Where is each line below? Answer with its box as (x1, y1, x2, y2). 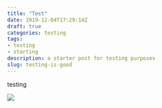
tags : (7, 36, 23, 43)
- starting (7, 49, 39, 56)
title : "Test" (7, 10, 48, 17)
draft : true (7, 23, 41, 30)
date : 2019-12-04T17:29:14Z (7, 17, 88, 23)
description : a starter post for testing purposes (7, 55, 156, 62)
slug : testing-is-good (7, 61, 72, 68)
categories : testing (7, 29, 67, 36)
